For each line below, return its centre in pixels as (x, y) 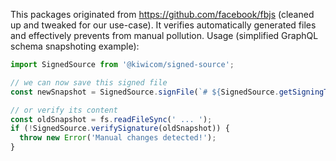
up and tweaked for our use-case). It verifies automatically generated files (163, 25)
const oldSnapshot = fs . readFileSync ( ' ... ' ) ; (111, 119)
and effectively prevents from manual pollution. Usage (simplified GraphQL (164, 35)
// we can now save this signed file (89, 82)
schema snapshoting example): (75, 46)
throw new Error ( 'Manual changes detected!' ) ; (118, 138)
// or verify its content (64, 110)
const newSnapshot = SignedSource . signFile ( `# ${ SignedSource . (145, 92)
